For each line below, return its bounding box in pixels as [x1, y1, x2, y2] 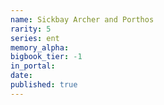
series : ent [10, 33, 60, 43]
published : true [10, 80, 78, 90]
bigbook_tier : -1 [10, 52, 83, 62]
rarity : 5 [10, 24, 52, 34]
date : [10, 71, 33, 81]
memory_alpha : [10, 42, 70, 53]
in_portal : [10, 61, 56, 71]
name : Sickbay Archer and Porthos [10, 14, 155, 25]
